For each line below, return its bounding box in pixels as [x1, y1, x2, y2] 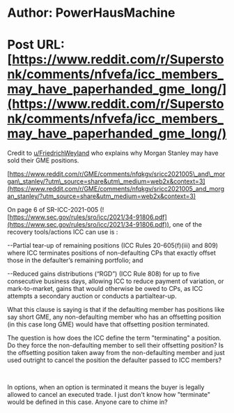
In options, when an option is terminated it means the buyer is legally [7, 383, 205, 391]
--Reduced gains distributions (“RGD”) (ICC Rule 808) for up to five [7, 270, 200, 278]
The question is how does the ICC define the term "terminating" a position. [7, 333, 221, 343]
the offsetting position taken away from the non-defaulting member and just [7, 349, 225, 357]
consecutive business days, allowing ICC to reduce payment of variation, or [7, 277, 224, 285]
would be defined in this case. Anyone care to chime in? [7, 398, 169, 406]
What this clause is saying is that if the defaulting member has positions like [7, 306, 225, 314]
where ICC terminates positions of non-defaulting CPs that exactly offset [7, 249, 216, 257]
